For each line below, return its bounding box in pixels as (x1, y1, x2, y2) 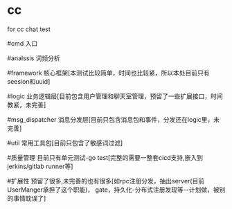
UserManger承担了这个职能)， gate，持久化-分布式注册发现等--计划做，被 (7, 185, 220, 194)
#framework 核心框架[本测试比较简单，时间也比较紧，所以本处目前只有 (7, 69, 210, 77)
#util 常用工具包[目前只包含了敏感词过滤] (7, 138, 123, 147)
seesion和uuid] (7, 77, 51, 85)
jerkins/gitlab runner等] (7, 162, 73, 170)
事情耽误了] (12, 194, 46, 202)
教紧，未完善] (7, 100, 46, 109)
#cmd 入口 (7, 39, 38, 47)
